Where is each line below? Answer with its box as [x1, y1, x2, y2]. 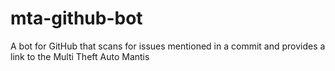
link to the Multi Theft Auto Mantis [10, 50, 150, 62]
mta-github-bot [10, 7, 143, 30]
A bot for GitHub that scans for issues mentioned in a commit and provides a [10, 40, 326, 52]
